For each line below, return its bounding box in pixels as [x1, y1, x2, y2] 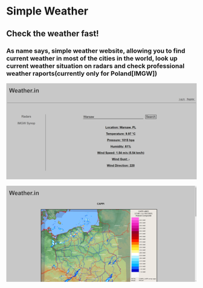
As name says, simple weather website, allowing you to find [6, 47, 185, 55]
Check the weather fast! [6, 28, 99, 39]
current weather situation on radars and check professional [6, 62, 185, 70]
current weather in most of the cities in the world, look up [6, 54, 178, 62]
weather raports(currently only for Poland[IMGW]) [6, 69, 158, 77]
